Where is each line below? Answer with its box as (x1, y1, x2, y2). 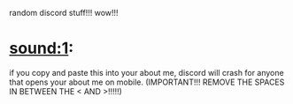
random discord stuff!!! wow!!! (9, 8, 119, 18)
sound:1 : (9, 39, 74, 58)
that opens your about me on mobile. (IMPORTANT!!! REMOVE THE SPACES (9, 77, 285, 87)
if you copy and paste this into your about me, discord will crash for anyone (9, 67, 285, 78)
